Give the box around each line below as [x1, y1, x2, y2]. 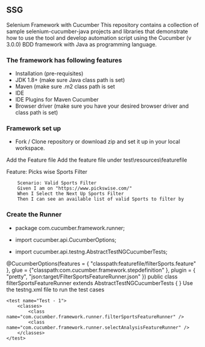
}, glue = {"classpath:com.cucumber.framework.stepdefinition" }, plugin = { [6, 266, 196, 274]
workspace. [15, 144, 45, 152]
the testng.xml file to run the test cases [6, 286, 105, 293]
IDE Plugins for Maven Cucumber [15, 96, 99, 103]
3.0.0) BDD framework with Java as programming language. [6, 40, 157, 48]
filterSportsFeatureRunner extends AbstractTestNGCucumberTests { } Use [6, 279, 193, 286]
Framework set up [6, 124, 61, 133]
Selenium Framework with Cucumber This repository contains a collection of [6, 21, 199, 28]
